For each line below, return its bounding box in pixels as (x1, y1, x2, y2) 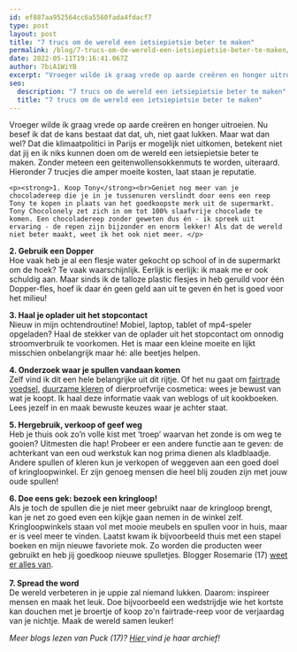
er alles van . (9, 559, 54, 570)
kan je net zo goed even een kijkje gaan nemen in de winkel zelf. (9, 512, 244, 523)
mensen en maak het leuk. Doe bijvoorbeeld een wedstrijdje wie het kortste (9, 597, 284, 608)
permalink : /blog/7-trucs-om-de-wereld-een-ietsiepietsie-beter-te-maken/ (9, 46, 291, 55)
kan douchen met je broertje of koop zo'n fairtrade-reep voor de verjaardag (9, 606, 285, 617)
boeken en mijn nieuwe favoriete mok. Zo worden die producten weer (9, 540, 263, 551)
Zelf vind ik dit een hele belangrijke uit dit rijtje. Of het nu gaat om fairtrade (9, 374, 280, 385)
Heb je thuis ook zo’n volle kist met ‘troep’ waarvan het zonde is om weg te (9, 429, 282, 439)
